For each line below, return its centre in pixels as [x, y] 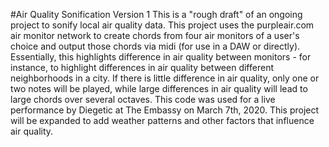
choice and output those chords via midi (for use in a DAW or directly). [155, 46]
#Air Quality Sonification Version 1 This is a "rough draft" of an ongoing [156, 14]
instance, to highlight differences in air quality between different [142, 67]
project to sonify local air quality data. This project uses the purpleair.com [162, 25]
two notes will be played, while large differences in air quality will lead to [159, 88]
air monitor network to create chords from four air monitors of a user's [155, 35]
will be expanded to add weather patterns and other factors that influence [162, 120]
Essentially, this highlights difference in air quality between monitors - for [161, 57]
